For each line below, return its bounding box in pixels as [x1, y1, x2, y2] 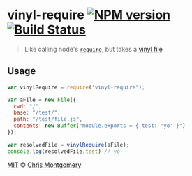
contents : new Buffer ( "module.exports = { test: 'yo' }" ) [13, 122, 186, 129]
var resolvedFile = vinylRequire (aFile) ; [7, 141, 130, 148]
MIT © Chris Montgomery [7, 161, 82, 169]
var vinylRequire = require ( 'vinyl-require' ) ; [7, 84, 145, 91]
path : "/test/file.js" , [13, 116, 82, 123]
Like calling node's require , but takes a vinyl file [24, 45, 163, 53]
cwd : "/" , [13, 103, 42, 110]
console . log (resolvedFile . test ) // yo [7, 147, 120, 155]
